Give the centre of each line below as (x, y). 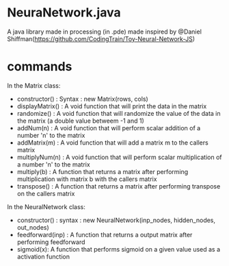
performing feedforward (51, 242)
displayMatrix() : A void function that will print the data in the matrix (112, 106)
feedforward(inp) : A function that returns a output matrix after (105, 234)
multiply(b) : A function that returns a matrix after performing (103, 171)
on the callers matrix (46, 193)
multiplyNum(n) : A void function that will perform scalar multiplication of (119, 157)
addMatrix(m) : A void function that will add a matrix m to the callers (112, 143)
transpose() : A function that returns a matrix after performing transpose (119, 186)
